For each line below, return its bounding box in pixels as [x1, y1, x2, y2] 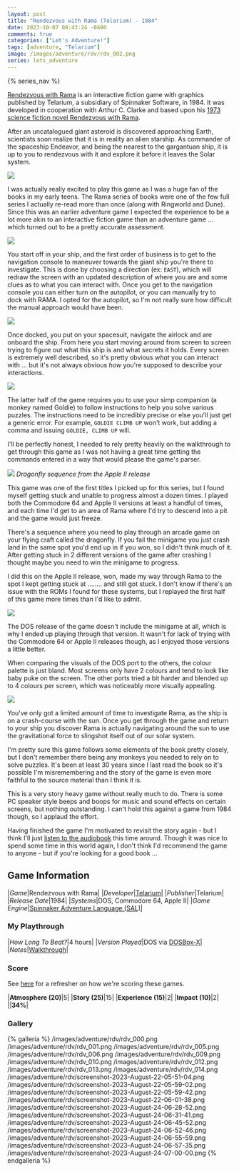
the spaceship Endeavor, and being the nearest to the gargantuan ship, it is [7, 142, 228, 151]
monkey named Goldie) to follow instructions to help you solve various [7, 403, 214, 412]
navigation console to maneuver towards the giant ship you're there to [7, 257, 214, 266]
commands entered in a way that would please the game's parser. [7, 455, 201, 463]
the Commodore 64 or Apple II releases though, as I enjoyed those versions [7, 637, 230, 645]
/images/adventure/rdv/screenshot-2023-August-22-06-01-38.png [7, 1096, 205, 1104]
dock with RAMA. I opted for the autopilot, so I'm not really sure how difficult [7, 295, 232, 304]
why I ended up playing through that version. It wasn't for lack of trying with [7, 630, 230, 638]
